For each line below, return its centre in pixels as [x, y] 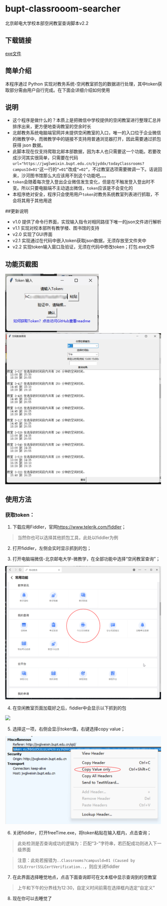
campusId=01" [26, 170]
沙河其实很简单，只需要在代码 [47, 158]
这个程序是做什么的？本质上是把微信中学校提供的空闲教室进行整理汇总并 [86, 120]
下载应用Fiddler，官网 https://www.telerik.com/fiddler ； [69, 527]
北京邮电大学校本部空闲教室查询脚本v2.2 [47, 23]
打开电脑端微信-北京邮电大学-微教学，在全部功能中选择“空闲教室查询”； [86, 559]
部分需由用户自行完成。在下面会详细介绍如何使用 [60, 90]
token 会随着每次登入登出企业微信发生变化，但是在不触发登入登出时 [81, 182]
